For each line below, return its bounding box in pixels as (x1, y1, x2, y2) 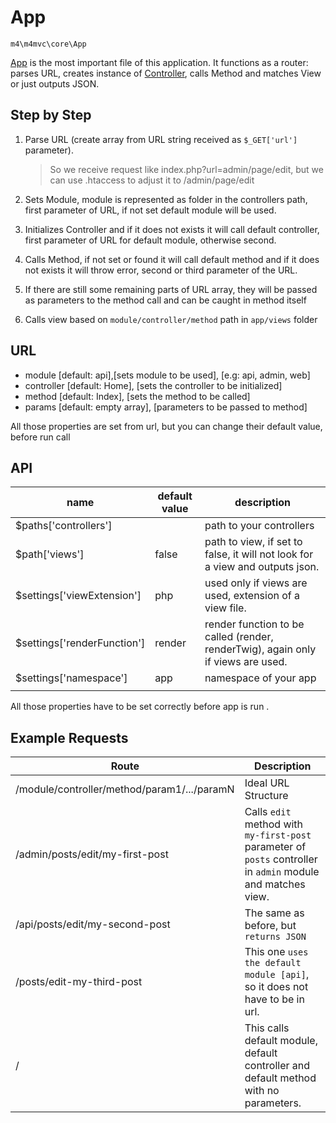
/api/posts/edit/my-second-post (15, 917, 171, 931)
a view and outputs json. (204, 560, 320, 574)
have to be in (244, 992, 305, 1006)
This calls (244, 1021, 290, 1035)
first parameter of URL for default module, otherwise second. (24, 234, 277, 246)
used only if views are (204, 576, 308, 590)
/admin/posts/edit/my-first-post (15, 847, 169, 861)
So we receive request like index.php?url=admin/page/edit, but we (49, 163, 324, 175)
